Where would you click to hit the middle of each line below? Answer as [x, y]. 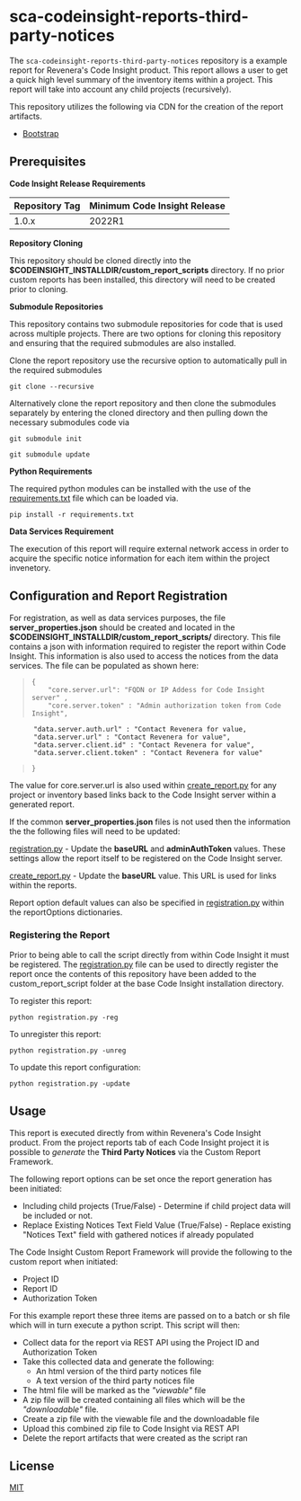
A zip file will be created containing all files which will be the [133, 1399]
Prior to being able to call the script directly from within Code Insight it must [149, 955]
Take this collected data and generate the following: [118, 1361]
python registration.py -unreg [68, 1050]
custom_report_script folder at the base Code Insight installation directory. [147, 983]
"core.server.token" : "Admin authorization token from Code [164, 706]
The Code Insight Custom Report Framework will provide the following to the [151, 1252]
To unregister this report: [55, 1034]
